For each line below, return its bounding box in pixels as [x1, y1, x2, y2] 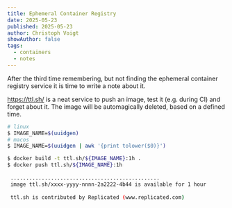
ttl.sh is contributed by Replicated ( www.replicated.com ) [10, 193, 185, 201]
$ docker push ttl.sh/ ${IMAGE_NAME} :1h [7, 162, 123, 168]
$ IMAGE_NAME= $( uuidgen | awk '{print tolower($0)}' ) [7, 143, 167, 150]
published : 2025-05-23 [7, 23, 73, 30]
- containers [13, 49, 51, 56]
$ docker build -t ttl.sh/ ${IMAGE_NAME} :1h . [7, 155, 141, 162]
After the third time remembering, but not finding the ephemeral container [7, 74, 218, 83]
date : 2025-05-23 [7, 17, 58, 24]
